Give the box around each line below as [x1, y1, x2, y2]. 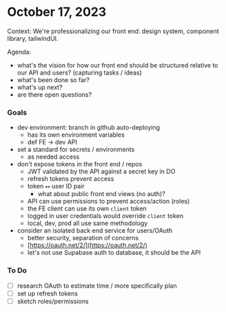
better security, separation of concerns [27, 234, 139, 242]
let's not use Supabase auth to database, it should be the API [27, 248, 201, 257]
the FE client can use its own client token [27, 204, 147, 213]
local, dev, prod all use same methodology [27, 219, 148, 228]
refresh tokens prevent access [27, 175, 114, 183]
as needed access [27, 153, 80, 161]
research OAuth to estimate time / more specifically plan [17, 281, 177, 290]
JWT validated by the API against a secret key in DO [27, 167, 176, 176]
